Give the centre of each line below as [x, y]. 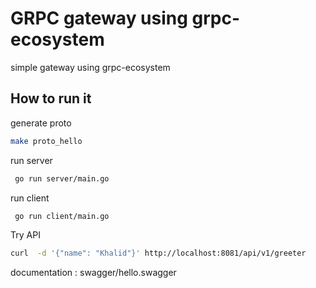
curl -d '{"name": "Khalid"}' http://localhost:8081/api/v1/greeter [158, 253]
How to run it [51, 98]
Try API [25, 235]
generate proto [41, 123]
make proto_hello [46, 141]
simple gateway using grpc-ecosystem [90, 67]
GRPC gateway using [99, 18]
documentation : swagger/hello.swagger [93, 273]
